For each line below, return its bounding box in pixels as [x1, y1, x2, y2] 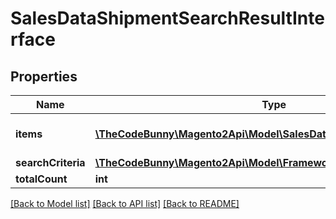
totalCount [15, 172, 68, 186]
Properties [10, 68, 78, 85]
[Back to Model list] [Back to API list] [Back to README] [10, 198, 240, 209]
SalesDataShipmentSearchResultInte [10, 7, 325, 30]
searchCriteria [15, 156, 86, 169]
